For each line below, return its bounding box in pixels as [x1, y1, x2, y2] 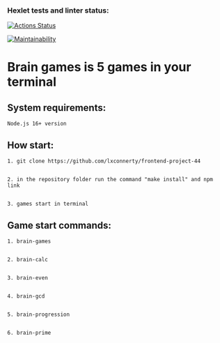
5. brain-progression [7, 311, 70, 318]
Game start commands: [7, 219, 111, 231]
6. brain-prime [7, 329, 52, 336]
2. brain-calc [7, 256, 49, 263]
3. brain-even [7, 274, 49, 281]
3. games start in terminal [7, 201, 89, 208]
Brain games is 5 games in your [7, 59, 191, 75]
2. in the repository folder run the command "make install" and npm [7, 176, 214, 183]
